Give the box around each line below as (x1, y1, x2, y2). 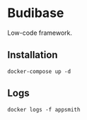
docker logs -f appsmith (7, 106, 81, 113)
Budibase (7, 5, 64, 21)
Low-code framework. (7, 28, 73, 37)
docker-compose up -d (7, 67, 71, 75)
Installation (7, 49, 58, 61)
